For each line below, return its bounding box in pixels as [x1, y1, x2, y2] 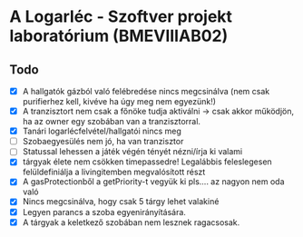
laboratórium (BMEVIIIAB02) [9, 25, 229, 46]
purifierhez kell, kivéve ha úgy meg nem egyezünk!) [22, 96, 216, 107]
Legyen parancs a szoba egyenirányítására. [22, 206, 186, 217]
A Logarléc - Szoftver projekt [9, 6, 233, 27]
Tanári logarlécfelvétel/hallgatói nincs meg [22, 125, 181, 137]
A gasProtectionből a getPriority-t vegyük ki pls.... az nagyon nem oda [22, 176, 285, 187]
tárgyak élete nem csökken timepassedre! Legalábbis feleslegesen [22, 156, 272, 167]
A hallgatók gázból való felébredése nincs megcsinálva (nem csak [22, 86, 270, 96]
